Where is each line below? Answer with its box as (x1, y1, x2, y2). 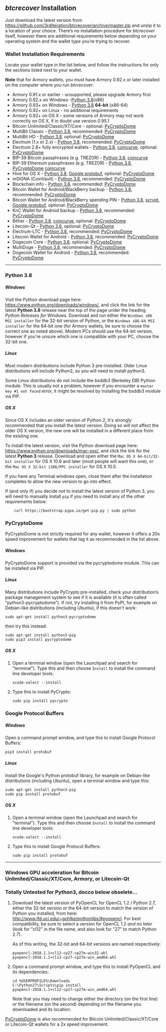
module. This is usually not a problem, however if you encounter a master (5, 383, 154, 389)
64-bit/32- (137, 454, 160, 459)
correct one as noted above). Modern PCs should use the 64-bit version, (5, 328, 153, 334)
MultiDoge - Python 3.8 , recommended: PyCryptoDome (12, 244, 126, 250)
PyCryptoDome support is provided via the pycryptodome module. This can (5, 560, 160, 566)
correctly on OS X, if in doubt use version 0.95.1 (12, 118, 110, 124)
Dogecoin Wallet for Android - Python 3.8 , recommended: (12, 250, 130, 256)
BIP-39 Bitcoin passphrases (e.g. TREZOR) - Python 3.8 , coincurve (12, 155, 148, 161)
